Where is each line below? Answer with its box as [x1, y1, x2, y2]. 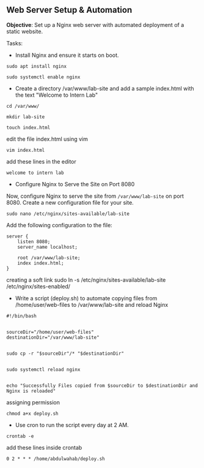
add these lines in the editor [6, 157, 76, 165]
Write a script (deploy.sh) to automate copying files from [15, 294, 158, 302]
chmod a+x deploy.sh [6, 410, 59, 417]
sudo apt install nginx [6, 63, 67, 69]
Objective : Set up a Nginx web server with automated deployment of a [6, 21, 184, 28]
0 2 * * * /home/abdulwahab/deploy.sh [6, 456, 105, 462]
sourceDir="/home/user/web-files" [6, 329, 95, 335]
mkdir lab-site [6, 113, 45, 120]
